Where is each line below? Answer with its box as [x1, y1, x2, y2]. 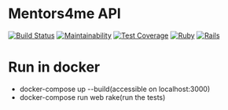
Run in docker [8, 58, 101, 76]
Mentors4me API [8, 5, 122, 23]
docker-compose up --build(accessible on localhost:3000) [19, 84, 211, 93]
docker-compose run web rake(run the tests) [19, 92, 166, 102]
